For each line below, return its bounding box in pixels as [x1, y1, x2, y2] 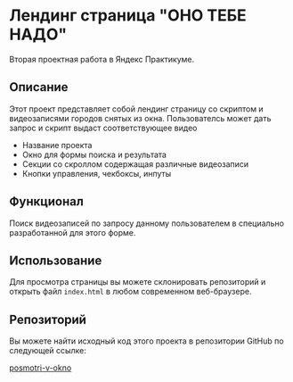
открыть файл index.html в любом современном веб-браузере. [9, 286, 252, 297]
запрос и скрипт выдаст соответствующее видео [9, 122, 198, 133]
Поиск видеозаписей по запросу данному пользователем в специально [9, 218, 285, 228]
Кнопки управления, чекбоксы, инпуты [21, 168, 172, 179]
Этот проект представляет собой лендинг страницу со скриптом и [9, 104, 265, 114]
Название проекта [21, 139, 93, 150]
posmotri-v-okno [9, 362, 72, 373]
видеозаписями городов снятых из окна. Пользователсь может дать [9, 112, 272, 123]
